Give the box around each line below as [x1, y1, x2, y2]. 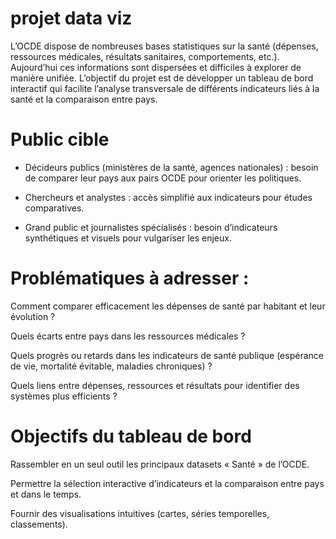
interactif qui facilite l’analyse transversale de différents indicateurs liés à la [10, 82, 320, 94]
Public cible [10, 128, 110, 151]
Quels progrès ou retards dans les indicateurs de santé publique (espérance [10, 349, 324, 361]
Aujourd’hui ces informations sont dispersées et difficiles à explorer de [10, 61, 302, 73]
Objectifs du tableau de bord [10, 425, 252, 447]
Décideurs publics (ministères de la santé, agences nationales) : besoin [24, 161, 319, 173]
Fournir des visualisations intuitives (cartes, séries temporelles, [10, 507, 270, 519]
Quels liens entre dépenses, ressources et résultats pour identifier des [10, 379, 300, 391]
